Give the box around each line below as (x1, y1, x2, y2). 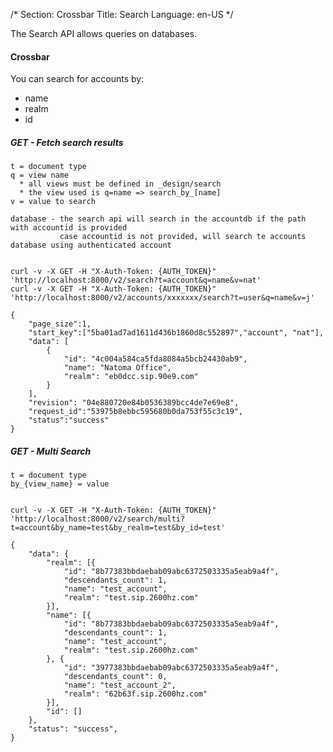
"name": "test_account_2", (63, 680, 177, 691)
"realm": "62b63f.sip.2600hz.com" (63, 689, 208, 699)
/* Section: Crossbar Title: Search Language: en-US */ (10, 9, 234, 20)
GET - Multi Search (10, 445, 92, 457)
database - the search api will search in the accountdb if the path (10, 214, 307, 224)
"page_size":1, (28, 319, 92, 329)
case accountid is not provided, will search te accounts (59, 232, 307, 242)
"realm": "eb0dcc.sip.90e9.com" (63, 372, 199, 382)
